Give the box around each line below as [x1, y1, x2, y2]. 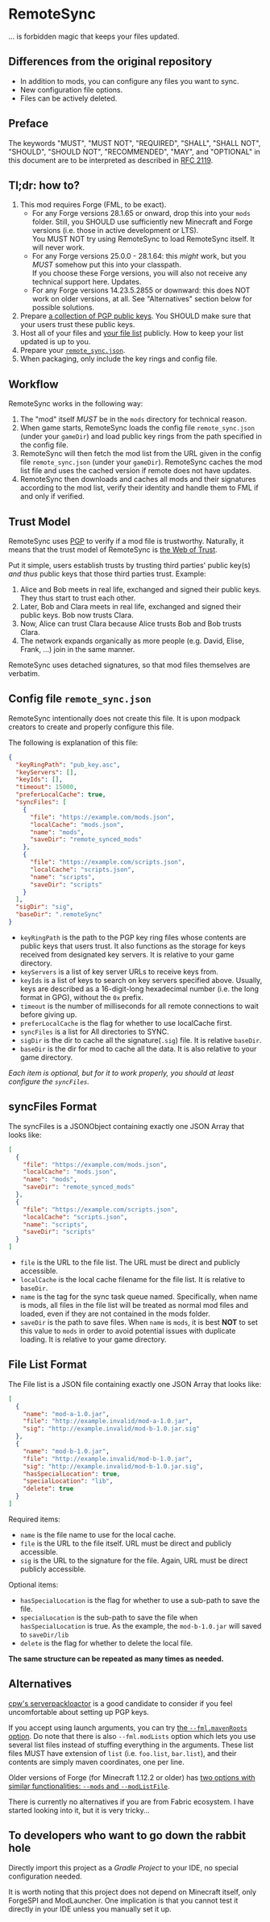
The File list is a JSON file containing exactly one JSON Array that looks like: [8, 1379, 262, 1389]
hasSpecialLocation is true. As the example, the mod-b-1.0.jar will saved [19, 1621, 262, 1630]
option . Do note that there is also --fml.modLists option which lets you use [8, 1731, 256, 1741]
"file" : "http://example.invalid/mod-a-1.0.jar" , [23, 1418, 193, 1426]
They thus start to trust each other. [19, 593, 136, 603]
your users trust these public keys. [19, 320, 135, 330]
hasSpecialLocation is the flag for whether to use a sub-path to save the [19, 1595, 260, 1604]
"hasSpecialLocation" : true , [23, 1470, 121, 1478]
